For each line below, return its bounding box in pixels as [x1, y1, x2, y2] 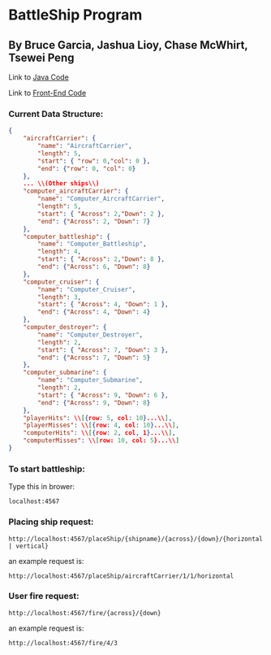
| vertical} [8, 542, 49, 550]
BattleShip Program [8, 6, 143, 24]
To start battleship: [8, 463, 85, 475]
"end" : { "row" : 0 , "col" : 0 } [37, 164, 136, 172]
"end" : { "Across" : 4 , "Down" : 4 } [37, 308, 151, 316]
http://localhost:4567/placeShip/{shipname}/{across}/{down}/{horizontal [8, 535, 264, 543]
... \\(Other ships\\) [23, 180, 100, 188]
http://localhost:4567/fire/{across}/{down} [8, 609, 161, 617]
